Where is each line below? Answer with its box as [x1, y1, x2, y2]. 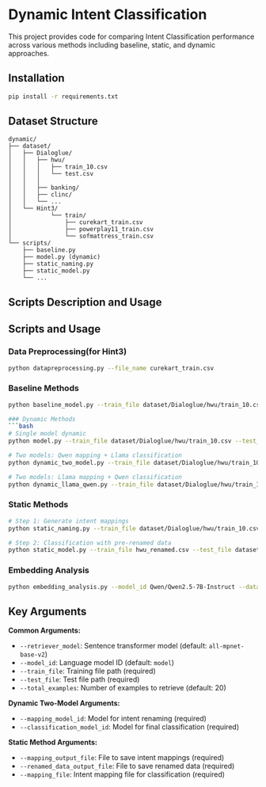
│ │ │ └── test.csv [8, 170, 93, 178]
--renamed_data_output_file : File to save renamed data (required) [19, 762, 235, 771]
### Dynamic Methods [8, 415, 77, 423]
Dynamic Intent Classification [8, 6, 207, 24]
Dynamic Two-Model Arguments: [8, 698, 120, 708]
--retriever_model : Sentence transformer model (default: [19, 641, 207, 651]
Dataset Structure [8, 115, 99, 128]
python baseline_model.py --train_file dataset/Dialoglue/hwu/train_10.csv [8, 401, 264, 409]
